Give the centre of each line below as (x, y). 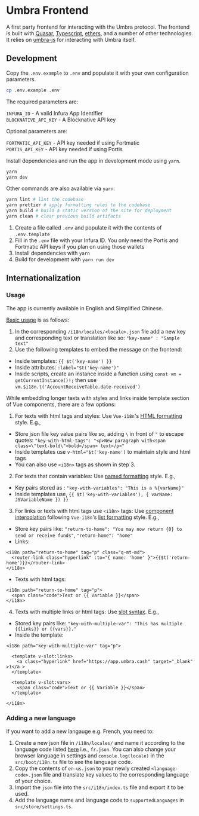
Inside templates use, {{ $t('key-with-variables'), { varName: (94, 494)
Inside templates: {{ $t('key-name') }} (63, 361)
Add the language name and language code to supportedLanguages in (99, 800)
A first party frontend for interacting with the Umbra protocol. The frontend (98, 27)
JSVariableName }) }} (41, 500)
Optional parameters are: (37, 131)
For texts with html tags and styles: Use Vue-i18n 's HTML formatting (99, 415)
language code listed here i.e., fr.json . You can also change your (95, 749)
